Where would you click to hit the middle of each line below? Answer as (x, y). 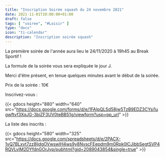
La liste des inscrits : (26, 124)
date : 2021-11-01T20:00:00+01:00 (39, 14)
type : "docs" (18, 28)
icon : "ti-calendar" (26, 32)
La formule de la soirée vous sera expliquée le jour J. (58, 66)
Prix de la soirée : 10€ (27, 85)
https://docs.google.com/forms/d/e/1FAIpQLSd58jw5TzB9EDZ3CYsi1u (87, 109)
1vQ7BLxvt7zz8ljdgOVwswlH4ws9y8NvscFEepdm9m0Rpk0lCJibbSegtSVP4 (82, 144)
